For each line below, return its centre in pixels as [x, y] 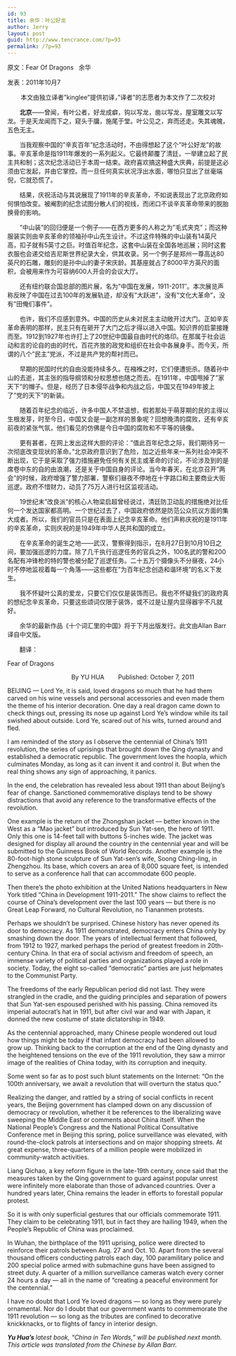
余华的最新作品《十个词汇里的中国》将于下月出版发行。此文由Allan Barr [123, 626]
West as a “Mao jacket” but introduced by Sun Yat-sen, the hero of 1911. [111, 829]
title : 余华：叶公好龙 [37, 20]
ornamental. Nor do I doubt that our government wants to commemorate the [117, 1309]
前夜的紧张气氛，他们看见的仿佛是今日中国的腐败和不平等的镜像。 [103, 428]
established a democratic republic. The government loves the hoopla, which [117, 756]
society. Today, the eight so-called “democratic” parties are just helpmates [115, 968]
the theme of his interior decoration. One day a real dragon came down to [114, 705]
